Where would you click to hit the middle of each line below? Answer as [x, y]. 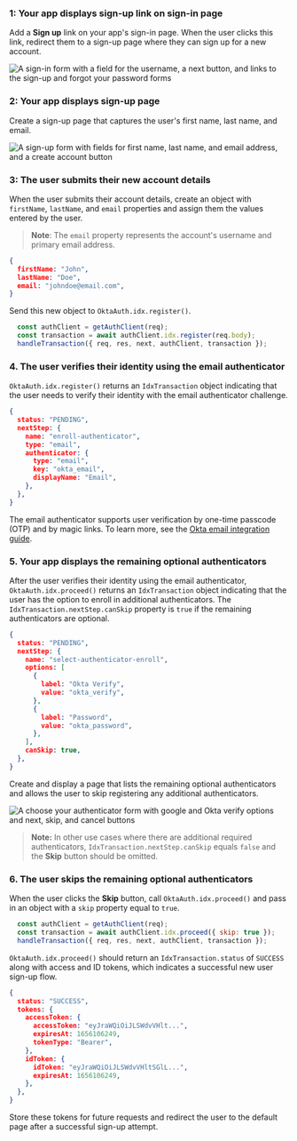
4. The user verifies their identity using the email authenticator [147, 366]
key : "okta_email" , [68, 469]
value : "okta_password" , [87, 726]
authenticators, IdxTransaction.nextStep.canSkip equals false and [153, 846]
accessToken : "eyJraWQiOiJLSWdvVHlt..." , [110, 1026]
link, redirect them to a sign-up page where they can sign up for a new [138, 42]
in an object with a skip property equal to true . [94, 908]
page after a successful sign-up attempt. [84, 1127]
